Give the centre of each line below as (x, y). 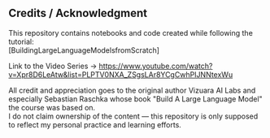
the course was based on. (52, 107)
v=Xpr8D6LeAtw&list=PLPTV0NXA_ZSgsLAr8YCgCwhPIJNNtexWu (121, 74)
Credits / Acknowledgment (78, 13)
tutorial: (21, 41)
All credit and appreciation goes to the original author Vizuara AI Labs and (132, 90)
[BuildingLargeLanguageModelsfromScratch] (84, 50)
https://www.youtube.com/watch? (156, 66)
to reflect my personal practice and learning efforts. (95, 124)
